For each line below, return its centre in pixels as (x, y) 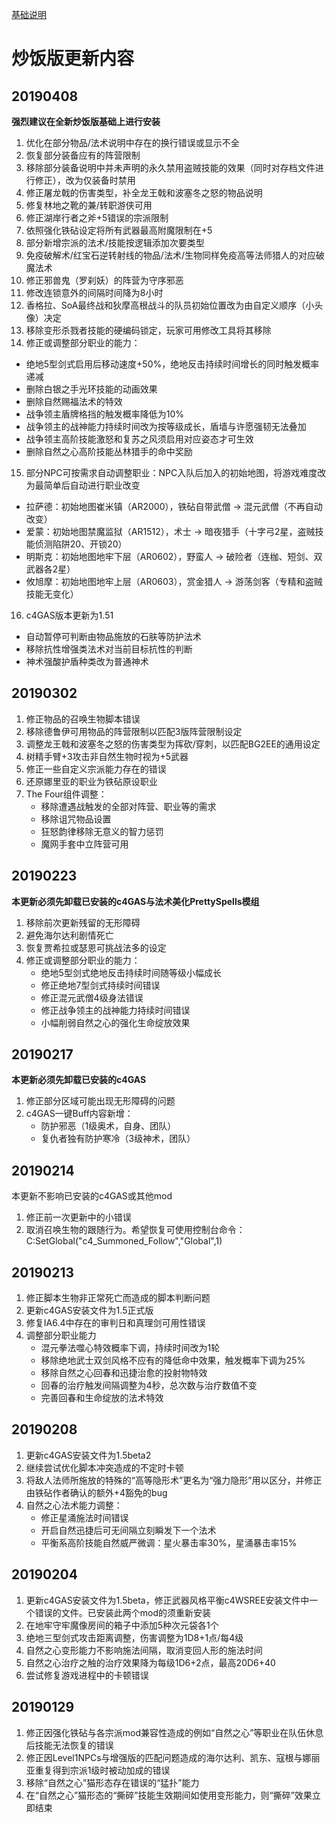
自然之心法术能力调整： (74, 1505)
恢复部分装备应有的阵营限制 (83, 155)
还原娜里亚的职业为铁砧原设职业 (91, 781)
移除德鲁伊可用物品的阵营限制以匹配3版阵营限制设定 (134, 731)
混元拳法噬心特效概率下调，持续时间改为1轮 (130, 1348)
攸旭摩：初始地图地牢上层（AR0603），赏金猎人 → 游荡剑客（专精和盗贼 (174, 581)
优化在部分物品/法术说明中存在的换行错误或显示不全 (132, 142)
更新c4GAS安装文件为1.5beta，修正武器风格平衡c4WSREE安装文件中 (167, 1600)
